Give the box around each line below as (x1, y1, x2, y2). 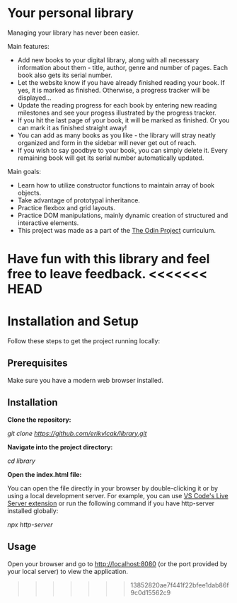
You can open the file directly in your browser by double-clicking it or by (7, 483, 218, 493)
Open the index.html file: (7, 470, 82, 478)
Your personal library (7, 5, 134, 21)
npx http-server (7, 520, 53, 529)
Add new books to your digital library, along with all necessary (17, 55, 200, 64)
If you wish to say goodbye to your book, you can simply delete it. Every (17, 146, 228, 154)
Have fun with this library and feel (7, 251, 210, 267)
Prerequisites (7, 357, 68, 369)
